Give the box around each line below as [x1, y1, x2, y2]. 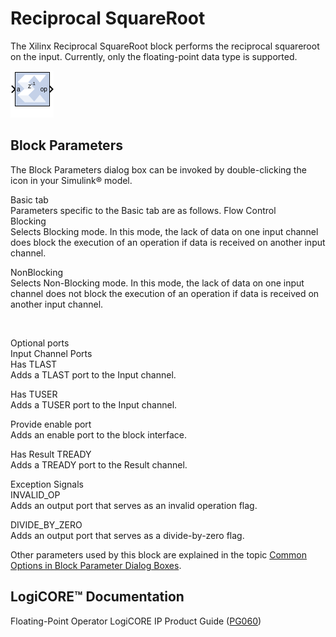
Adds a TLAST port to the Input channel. [10, 368, 177, 381]
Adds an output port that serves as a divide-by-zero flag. [10, 529, 245, 541]
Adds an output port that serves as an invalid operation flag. [10, 499, 258, 511]
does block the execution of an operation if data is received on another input [10, 236, 326, 248]
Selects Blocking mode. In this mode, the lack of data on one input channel [10, 225, 319, 237]
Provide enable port [10, 418, 92, 430]
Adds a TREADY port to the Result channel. [10, 458, 188, 471]
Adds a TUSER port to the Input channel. [10, 398, 178, 411]
